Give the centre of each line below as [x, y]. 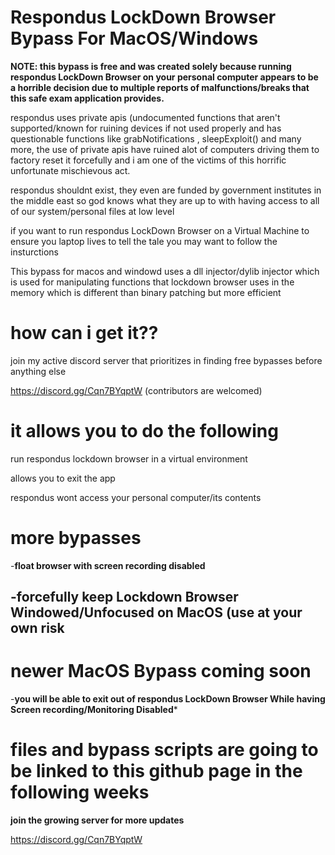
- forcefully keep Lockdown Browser [124, 597]
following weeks [80, 792]
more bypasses [76, 538]
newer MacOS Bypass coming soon [161, 671]
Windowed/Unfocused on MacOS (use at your [156, 612]
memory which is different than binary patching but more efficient [146, 292]
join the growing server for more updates [97, 820]
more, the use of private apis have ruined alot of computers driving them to [165, 149]
